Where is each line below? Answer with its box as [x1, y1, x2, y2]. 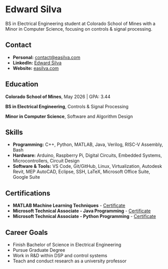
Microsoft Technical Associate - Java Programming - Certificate [12, 208, 151, 214]
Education [5, 80, 39, 89]
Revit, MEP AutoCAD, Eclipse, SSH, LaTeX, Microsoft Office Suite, [12, 168, 151, 175]
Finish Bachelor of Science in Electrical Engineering [12, 241, 122, 248]
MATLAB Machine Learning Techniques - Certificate [12, 203, 126, 209]
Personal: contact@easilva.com [12, 54, 81, 60]
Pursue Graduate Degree [12, 247, 65, 253]
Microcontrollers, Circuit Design [12, 158, 80, 164]
